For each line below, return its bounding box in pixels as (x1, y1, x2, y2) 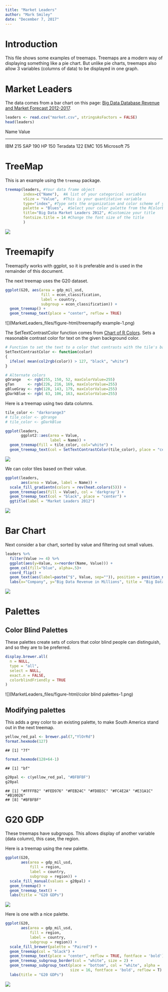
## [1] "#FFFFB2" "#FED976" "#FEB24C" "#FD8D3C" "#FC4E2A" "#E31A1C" (5, 788, 153, 793)
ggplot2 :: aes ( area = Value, (20, 433, 79, 438)
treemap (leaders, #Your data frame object (5, 187, 95, 192)
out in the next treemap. (5, 725, 54, 731)
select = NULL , (9, 668, 41, 673)
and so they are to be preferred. (5, 644, 71, 651)
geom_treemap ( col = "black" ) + (9, 949, 75, 954)
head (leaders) (5, 120, 35, 125)
